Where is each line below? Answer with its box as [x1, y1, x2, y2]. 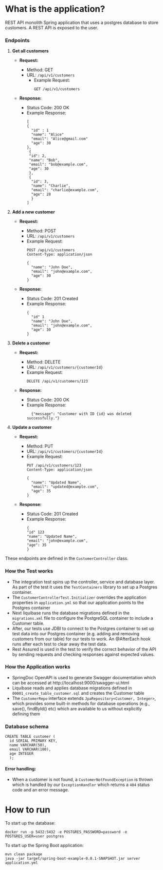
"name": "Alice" [31, 132, 64, 137]
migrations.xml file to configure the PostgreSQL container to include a [12, 615, 153, 621]
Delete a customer [12, 340, 50, 346]
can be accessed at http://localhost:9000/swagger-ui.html [12, 680, 130, 686]
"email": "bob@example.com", [29, 162, 88, 167]
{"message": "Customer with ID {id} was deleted [31, 411, 132, 417]
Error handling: [5, 766, 36, 771]
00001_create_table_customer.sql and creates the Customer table [12, 690, 145, 696]
